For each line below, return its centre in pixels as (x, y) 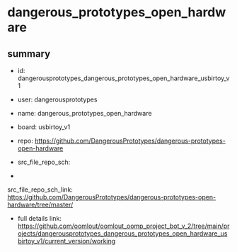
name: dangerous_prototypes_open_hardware (85, 113)
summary (29, 54)
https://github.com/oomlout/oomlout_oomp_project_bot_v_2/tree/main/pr (123, 226)
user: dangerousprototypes (57, 99)
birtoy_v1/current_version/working (67, 241)
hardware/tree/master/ (40, 204)
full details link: (40, 218)
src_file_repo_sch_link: (40, 190)
